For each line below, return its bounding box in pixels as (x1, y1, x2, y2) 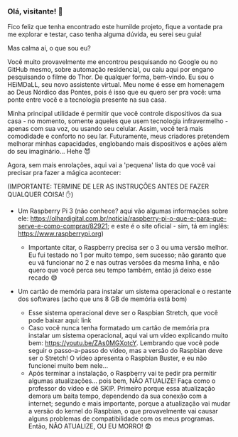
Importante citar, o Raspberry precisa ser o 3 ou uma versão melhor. (28, 243, 229, 252)
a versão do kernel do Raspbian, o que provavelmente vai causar (28, 407, 219, 416)
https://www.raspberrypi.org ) (17, 229, 104, 238)
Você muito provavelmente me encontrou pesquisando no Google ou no (7, 58, 218, 66)
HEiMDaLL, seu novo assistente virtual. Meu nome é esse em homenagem (7, 80, 225, 89)
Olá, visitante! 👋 (7, 6, 63, 16)
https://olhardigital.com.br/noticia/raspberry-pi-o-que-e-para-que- (30, 214, 227, 223)
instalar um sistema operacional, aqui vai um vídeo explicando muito (28, 331, 229, 340)
